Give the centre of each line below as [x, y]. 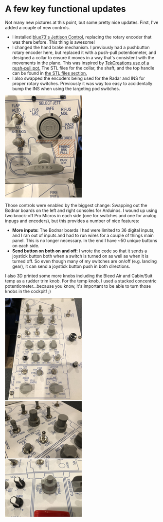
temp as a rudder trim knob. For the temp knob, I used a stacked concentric [81, 281]
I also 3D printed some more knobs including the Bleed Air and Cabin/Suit [79, 276]
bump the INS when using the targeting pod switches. [66, 88]
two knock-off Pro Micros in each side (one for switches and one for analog [81, 215]
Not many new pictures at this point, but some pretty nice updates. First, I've [82, 22]
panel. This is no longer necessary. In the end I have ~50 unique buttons [84, 240]
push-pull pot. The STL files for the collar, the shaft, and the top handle [83, 68]
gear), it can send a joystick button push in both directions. [71, 266]
